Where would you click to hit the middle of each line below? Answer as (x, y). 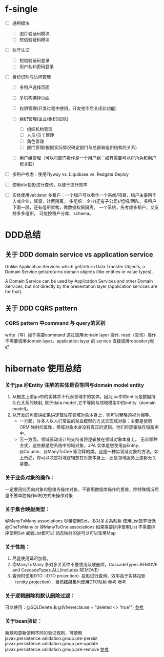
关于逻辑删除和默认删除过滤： (40, 596)
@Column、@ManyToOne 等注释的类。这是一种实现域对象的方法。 (87, 452)
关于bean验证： (24, 621)
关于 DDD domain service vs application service (79, 254)
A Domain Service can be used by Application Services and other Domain (79, 281)
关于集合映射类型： (28, 509)
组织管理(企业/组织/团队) (44, 119)
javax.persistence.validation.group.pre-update (52, 643)
